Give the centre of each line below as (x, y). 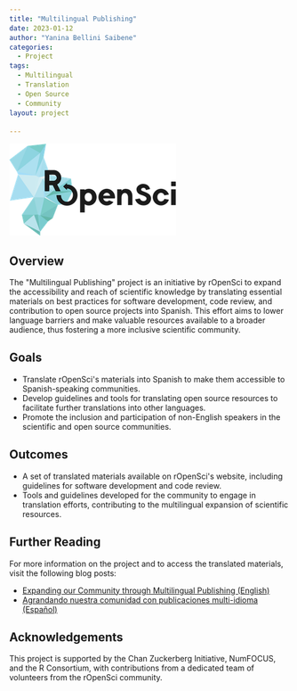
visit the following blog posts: (63, 573)
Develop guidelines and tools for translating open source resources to (150, 398)
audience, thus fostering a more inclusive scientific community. (125, 330)
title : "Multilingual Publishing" (73, 19)
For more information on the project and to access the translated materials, (146, 563)
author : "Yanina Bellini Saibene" (73, 37)
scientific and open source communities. (96, 426)
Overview (37, 261)
